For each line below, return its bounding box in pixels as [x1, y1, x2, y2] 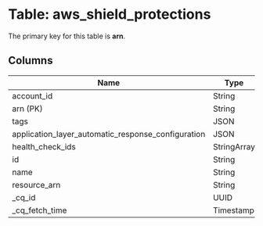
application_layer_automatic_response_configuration [12, 128, 206, 139]
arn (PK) [12, 103, 43, 114]
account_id [12, 90, 53, 101]
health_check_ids [12, 141, 76, 152]
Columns [8, 54, 53, 67]
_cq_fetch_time [12, 205, 67, 216]
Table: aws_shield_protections [8, 5, 211, 23]
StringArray [212, 141, 256, 152]
